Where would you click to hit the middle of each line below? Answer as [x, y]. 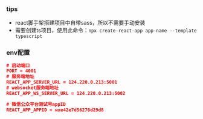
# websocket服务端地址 [33, 88]
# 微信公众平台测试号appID [36, 104]
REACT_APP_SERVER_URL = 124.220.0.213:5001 [62, 82]
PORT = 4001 [21, 71]
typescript [29, 37]
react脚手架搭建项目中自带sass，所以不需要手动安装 [80, 23]
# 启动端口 [18, 66]
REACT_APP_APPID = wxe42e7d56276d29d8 [55, 110]
